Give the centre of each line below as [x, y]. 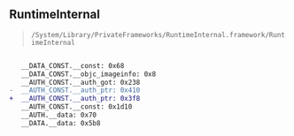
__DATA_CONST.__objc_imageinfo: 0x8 [89, 74]
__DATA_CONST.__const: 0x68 [73, 65]
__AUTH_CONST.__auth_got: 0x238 [81, 82]
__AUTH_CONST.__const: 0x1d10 [77, 107]
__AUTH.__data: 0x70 [59, 115]
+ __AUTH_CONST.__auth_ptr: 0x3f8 [75, 99]
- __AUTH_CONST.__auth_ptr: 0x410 [75, 91]
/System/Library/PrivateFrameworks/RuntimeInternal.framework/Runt [158, 34]
